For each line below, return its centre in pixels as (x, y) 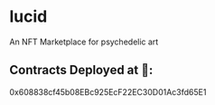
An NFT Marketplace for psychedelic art (84, 42)
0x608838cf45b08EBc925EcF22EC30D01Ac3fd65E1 (108, 91)
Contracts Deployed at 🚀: (81, 70)
